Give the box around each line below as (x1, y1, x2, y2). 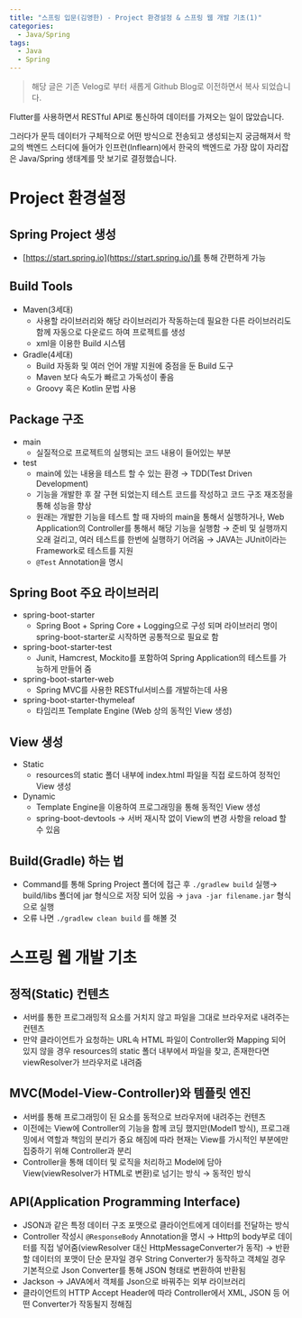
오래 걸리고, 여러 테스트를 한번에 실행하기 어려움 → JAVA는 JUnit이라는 (35, 534, 287, 545)
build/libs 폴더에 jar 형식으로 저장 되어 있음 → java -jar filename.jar (22, 890, 275, 902)
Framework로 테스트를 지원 (35, 545, 133, 555)
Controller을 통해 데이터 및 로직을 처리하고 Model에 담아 (22, 1156, 223, 1167)
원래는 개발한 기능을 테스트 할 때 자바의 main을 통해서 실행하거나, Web (35, 511, 285, 522)
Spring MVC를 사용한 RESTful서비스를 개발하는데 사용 (35, 684, 228, 695)
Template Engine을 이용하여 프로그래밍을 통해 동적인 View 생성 (35, 801, 261, 812)
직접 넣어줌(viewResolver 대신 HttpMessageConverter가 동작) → (39, 1241, 273, 1253)
